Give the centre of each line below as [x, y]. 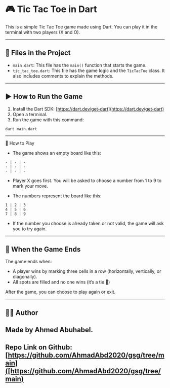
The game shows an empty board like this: [57, 153]
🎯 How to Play [20, 143]
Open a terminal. [30, 114]
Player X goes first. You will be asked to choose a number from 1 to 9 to [87, 181]
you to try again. [30, 229]
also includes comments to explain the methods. [63, 76]
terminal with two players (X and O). [43, 32]
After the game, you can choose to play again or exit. [60, 292]
